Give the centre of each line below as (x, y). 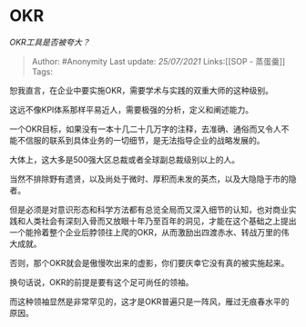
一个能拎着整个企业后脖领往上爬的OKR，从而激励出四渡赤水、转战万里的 (146, 232)
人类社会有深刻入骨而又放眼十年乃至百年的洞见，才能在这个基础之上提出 (161, 221)
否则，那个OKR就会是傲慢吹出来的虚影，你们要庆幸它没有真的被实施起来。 (149, 263)
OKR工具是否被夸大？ (50, 42)
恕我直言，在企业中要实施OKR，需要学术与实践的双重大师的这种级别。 (142, 90)
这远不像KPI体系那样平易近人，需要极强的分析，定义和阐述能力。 (132, 109)
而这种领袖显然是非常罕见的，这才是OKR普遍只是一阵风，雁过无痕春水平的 (149, 302)
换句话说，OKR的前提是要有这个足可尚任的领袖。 (102, 282)
